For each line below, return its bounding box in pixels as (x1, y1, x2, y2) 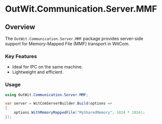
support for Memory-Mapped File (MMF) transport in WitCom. (5, 41, 130, 47)
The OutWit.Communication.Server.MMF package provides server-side (5, 35, 143, 41)
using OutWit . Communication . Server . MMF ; (5, 92, 89, 97)
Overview (5, 23, 36, 31)
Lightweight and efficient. (12, 69, 64, 75)
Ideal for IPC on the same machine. (12, 64, 83, 70)
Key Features (5, 53, 38, 59)
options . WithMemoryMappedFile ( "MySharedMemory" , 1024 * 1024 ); (14, 110, 145, 115)
